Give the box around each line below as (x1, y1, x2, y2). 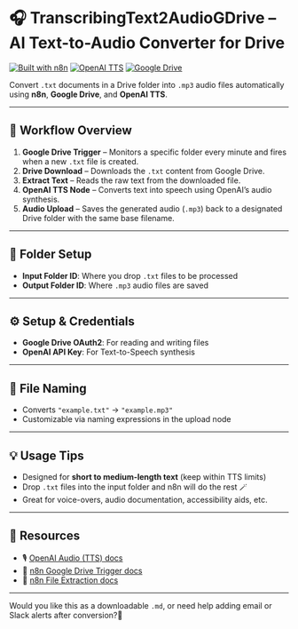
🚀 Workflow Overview (9, 123, 133, 139)
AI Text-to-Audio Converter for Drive (9, 33, 286, 53)
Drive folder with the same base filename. (21, 212, 175, 223)
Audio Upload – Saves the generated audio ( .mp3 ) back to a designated (21, 203, 283, 214)
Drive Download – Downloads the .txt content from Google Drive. (21, 165, 265, 176)
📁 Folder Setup (9, 247, 92, 262)
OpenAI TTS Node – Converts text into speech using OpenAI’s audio (21, 184, 272, 195)
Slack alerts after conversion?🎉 (9, 609, 123, 620)
